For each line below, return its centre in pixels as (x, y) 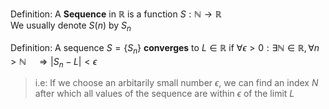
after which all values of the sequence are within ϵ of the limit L (164, 94)
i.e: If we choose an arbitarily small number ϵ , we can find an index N (176, 83)
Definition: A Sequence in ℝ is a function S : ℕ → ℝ (116, 14)
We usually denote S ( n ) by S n (71, 26)
